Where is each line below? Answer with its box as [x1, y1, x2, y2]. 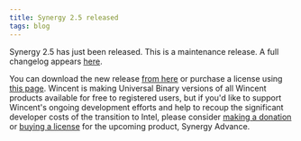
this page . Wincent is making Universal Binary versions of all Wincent [9, 83, 268, 93]
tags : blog [9, 22, 50, 31]
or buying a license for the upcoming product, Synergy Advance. [9, 120, 251, 131]
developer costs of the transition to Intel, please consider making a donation [9, 111, 292, 122]
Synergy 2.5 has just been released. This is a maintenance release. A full [9, 46, 279, 57]
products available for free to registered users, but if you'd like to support [9, 92, 282, 103]
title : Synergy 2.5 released [9, 13, 119, 22]
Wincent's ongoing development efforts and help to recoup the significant [9, 101, 284, 112]
